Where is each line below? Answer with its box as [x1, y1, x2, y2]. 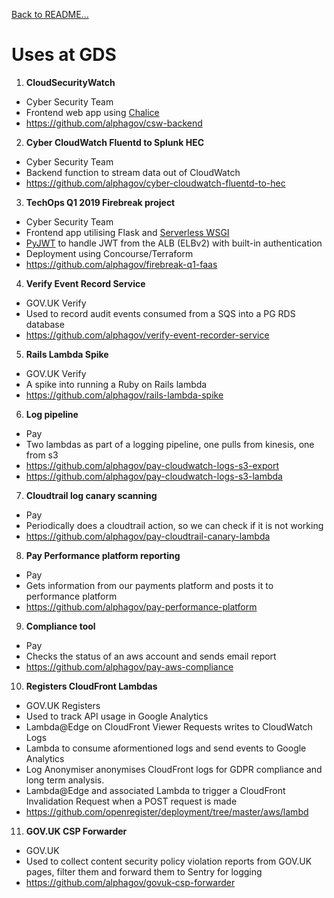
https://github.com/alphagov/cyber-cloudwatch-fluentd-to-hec [25, 177, 286, 189]
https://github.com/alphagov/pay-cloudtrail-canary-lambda [25, 530, 271, 542]
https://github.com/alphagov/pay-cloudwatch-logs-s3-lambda [25, 470, 283, 482]
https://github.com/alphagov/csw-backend [25, 117, 203, 129]
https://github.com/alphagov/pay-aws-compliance [25, 660, 234, 673]
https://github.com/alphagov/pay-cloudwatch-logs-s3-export [25, 459, 279, 471]
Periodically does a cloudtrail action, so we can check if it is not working [25, 519, 324, 531]
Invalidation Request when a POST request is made [25, 795, 238, 807]
